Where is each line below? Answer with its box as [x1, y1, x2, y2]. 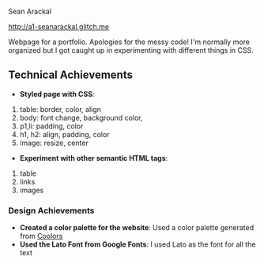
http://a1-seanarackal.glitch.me [8, 22, 109, 31]
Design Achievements [8, 205, 95, 216]
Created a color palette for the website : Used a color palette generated [19, 223, 255, 232]
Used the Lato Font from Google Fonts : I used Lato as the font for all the [19, 240, 256, 249]
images [19, 185, 44, 195]
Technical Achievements [8, 69, 133, 82]
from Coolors [19, 232, 63, 241]
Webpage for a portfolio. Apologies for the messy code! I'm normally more [8, 37, 251, 46]
